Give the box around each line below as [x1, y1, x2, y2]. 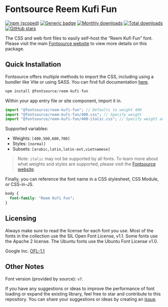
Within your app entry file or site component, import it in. [5, 98, 122, 104]
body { [5, 191, 19, 196]
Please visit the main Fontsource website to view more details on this [5, 40, 147, 46]
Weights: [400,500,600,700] [12, 135, 70, 141]
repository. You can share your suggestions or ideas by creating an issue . [5, 296, 157, 302]
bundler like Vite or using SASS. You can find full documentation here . [5, 79, 149, 85]
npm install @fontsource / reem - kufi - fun [5, 89, 88, 94]
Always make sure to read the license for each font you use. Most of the [5, 227, 154, 233]
